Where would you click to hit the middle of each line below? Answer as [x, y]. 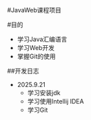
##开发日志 [23, 71]
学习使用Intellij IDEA [55, 101]
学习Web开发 [36, 48]
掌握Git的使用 [37, 56]
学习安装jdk [44, 93]
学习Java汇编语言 [42, 39]
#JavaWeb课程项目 [34, 10]
